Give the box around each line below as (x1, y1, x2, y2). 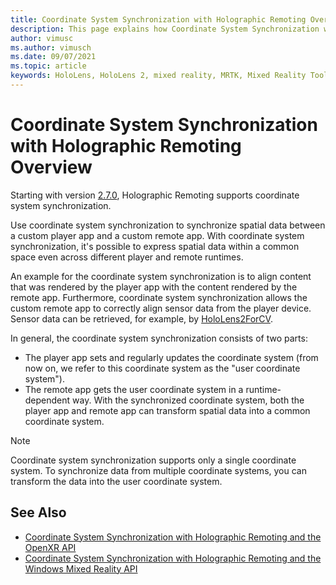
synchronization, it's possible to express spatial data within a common (10, 240, 300, 252)
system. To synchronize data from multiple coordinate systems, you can (10, 464, 307, 476)
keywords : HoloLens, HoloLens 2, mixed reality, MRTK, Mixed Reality (10, 71, 307, 81)
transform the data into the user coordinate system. (10, 475, 223, 487)
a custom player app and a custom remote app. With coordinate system (10, 229, 305, 241)
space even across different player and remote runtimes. (10, 251, 244, 263)
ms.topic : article (10, 61, 87, 71)
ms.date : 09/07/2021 (10, 52, 97, 62)
